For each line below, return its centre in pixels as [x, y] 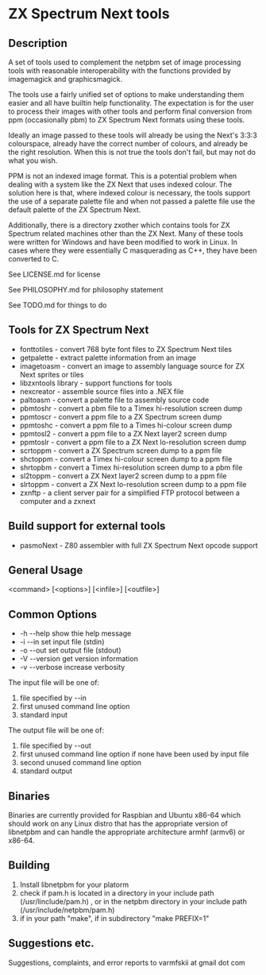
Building [29, 866]
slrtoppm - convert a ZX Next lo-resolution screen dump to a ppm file [133, 484]
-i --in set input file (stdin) [62, 642]
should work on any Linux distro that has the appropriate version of [118, 824]
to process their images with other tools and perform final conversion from [130, 111]
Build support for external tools [87, 526]
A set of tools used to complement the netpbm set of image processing [125, 62]
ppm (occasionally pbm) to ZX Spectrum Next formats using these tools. [126, 120]
